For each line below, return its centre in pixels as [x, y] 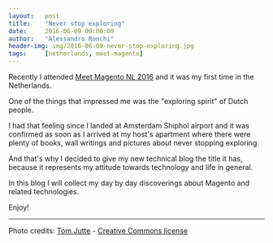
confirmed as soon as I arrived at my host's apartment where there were [130, 134]
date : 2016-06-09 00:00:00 [61, 31]
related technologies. [44, 191]
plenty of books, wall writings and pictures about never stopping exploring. [134, 143]
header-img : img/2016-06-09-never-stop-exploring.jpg [102, 46]
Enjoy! [19, 207]
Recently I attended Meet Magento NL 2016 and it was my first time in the [131, 77]
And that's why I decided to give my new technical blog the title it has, [126, 158]
